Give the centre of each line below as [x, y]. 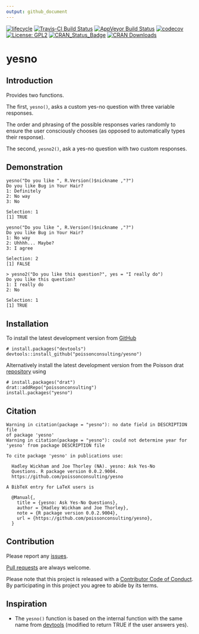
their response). [26, 137]
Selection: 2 [22, 259]
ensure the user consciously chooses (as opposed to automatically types [96, 131]
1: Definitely [24, 191]
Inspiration [27, 604]
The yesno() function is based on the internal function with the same [99, 618]
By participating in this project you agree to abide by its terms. [82, 585]
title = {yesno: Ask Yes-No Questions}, [67, 503]
